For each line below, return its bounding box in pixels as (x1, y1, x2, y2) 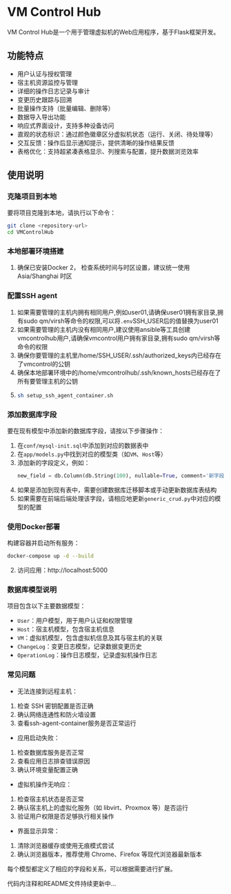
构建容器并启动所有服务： (7, 539, 80, 547)
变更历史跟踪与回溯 (17, 95, 72, 103)
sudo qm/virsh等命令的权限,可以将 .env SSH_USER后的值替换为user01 (23, 317, 219, 325)
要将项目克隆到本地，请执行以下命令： (7, 208, 116, 217)
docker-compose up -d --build (7, 553, 94, 559)
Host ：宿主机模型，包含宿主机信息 (17, 625, 115, 633)
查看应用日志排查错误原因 (17, 757, 90, 765)
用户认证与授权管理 (17, 70, 72, 78)
